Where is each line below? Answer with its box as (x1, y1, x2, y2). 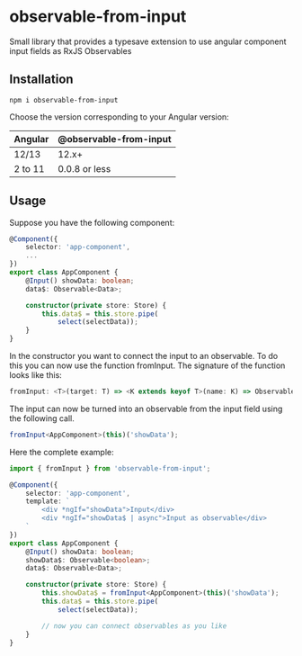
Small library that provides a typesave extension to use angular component (9, 36, 287, 47)
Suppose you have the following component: (9, 217, 175, 228)
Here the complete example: (9, 446, 114, 457)
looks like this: (9, 370, 63, 381)
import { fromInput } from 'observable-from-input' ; (9, 463, 211, 473)
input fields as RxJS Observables (9, 45, 132, 56)
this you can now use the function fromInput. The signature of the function (9, 360, 286, 371)
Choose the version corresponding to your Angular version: (9, 111, 229, 122)
